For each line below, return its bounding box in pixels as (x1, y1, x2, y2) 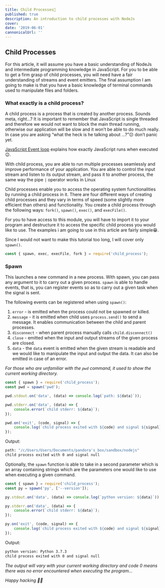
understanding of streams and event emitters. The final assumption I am (5, 77, 151, 83)
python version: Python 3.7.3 (5, 549, 67, 554)
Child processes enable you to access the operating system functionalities (5, 186, 156, 192)
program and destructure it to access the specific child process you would (5, 222, 156, 228)
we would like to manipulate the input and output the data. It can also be (12, 351, 158, 357)
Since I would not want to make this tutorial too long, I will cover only (5, 237, 144, 243)
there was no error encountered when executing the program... (5, 568, 133, 574)
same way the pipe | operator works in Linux (5, 177, 96, 183)
